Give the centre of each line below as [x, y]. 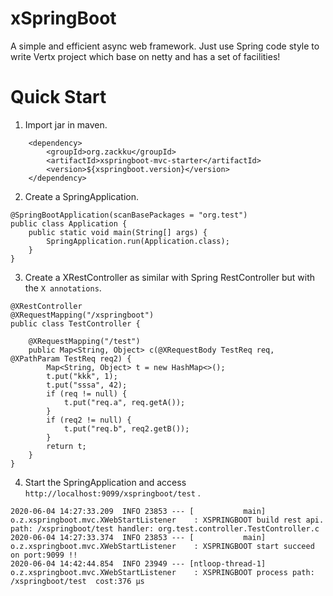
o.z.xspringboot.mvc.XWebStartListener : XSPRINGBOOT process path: [162, 572]
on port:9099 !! [44, 555]
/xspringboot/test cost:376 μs [77, 581]
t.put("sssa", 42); [87, 385]
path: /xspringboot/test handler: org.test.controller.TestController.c [165, 528]
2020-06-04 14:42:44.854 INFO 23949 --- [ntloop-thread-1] [138, 563]
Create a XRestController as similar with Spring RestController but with [170, 277]
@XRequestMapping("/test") [84, 341]
